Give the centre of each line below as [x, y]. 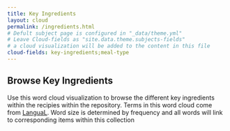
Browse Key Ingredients [60, 81]
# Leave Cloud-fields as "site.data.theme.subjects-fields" [97, 40]
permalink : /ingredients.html [51, 26]
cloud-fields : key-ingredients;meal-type [68, 53]
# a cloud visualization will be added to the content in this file [109, 46]
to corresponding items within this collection [71, 120]
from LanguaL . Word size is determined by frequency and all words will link [115, 112]
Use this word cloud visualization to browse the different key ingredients [111, 98]
